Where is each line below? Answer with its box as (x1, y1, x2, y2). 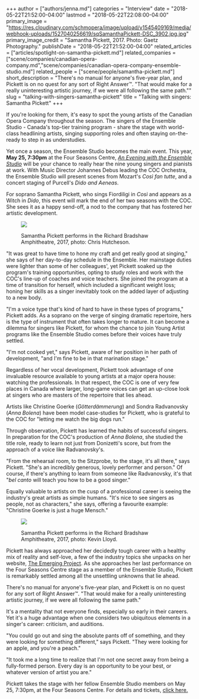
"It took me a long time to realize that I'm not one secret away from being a (6, 656, 189, 663)
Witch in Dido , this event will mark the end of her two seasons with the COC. (6, 197, 192, 204)
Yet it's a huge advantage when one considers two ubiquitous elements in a (6, 614, 191, 621)
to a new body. (6, 294, 43, 301)
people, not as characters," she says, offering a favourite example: (6, 500, 168, 508)
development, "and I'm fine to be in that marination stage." (6, 355, 149, 362)
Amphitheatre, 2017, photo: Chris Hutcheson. (21, 238, 130, 245)
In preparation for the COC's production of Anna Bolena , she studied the (6, 433, 184, 441)
